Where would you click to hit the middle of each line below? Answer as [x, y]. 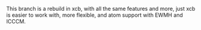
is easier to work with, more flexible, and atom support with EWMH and [94, 15]
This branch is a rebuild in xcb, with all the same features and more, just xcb [101, 9]
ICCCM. [16, 21]
